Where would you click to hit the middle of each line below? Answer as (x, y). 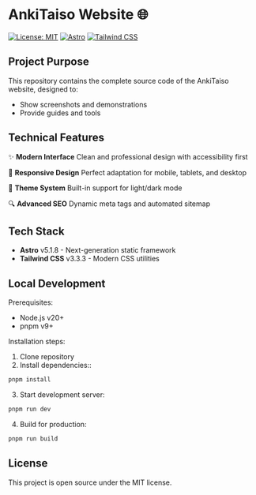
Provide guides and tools (60, 113)
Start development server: (62, 395)
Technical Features (56, 138)
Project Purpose (49, 62)
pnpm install (30, 380)
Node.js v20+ (42, 318)
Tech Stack (36, 231)
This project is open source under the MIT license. (90, 482)
